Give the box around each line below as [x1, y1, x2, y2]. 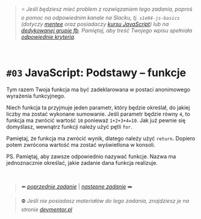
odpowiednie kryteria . [20, 33, 76, 40]
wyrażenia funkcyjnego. [6, 92, 66, 99]
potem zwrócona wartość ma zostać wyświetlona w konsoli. [6, 141, 155, 148]
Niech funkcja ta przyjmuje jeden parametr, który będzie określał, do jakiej [6, 103, 190, 111]
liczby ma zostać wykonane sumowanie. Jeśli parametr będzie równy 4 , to [6, 110, 191, 117]
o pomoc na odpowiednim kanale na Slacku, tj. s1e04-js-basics [20, 14, 181, 21]
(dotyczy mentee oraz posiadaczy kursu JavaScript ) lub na [20, 20, 169, 28]
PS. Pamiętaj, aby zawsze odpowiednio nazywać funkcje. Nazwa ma [6, 153, 176, 160]
